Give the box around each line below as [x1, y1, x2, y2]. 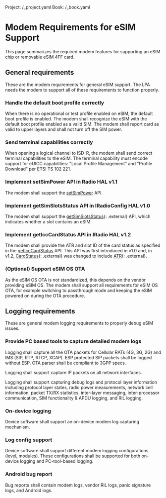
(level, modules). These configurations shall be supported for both [5, 453, 141, 459]
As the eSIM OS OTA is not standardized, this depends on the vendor [5, 277, 146, 283]
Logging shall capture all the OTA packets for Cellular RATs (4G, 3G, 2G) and [5, 349, 162, 355]
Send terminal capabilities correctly [5, 139, 93, 146]
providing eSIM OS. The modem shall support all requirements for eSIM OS [5, 282, 158, 288]
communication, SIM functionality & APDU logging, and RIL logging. [5, 395, 143, 401]
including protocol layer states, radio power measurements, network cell [5, 384, 153, 390]
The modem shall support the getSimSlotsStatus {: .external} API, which [5, 213, 151, 219]
